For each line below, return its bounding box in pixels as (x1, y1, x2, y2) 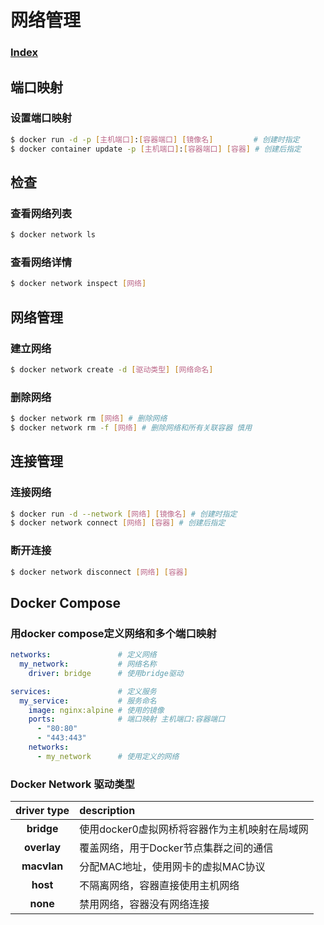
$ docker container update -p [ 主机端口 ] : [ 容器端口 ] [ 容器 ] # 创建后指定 (10, 144, 302, 154)
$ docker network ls (10, 230, 97, 240)
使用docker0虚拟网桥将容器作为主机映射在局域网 (79, 822, 309, 836)
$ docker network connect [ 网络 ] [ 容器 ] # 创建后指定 (10, 518, 226, 528)
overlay (24, 841, 62, 855)
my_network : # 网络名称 (19, 659, 157, 670)
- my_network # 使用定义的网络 (36, 751, 180, 761)
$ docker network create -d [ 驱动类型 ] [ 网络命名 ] (10, 364, 214, 375)
